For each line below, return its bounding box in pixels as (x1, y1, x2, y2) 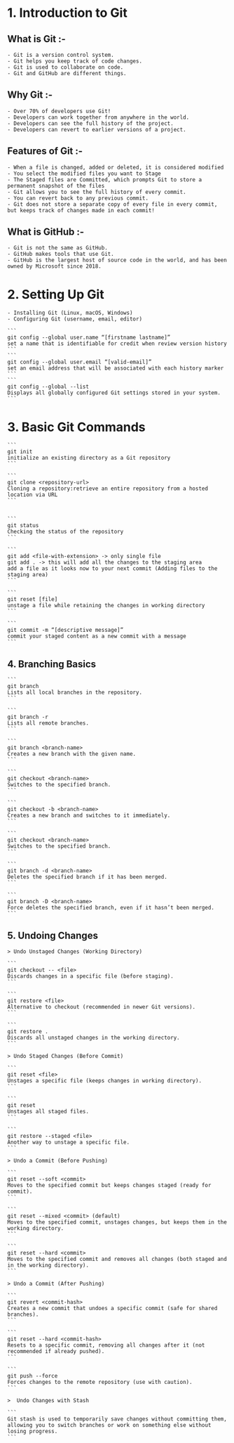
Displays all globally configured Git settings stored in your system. (7, 389, 221, 396)
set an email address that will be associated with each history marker (7, 365, 224, 372)
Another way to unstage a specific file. (7, 1139, 130, 1146)
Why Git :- (7, 89, 53, 101)
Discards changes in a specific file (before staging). (7, 972, 174, 980)
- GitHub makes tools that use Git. (7, 251, 114, 258)
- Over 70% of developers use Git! (7, 108, 111, 115)
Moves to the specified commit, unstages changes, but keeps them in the (7, 1218, 228, 1226)
